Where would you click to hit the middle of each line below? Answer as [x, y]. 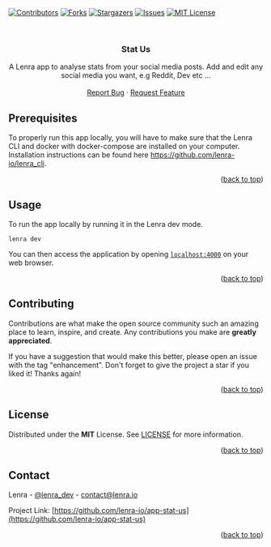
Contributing [41, 304]
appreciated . [30, 340]
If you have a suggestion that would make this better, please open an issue [133, 356]
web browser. [31, 263]
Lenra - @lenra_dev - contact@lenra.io [73, 495]
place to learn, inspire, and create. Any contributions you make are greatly [133, 331]
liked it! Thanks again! [45, 374]
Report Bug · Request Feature [136, 92]
